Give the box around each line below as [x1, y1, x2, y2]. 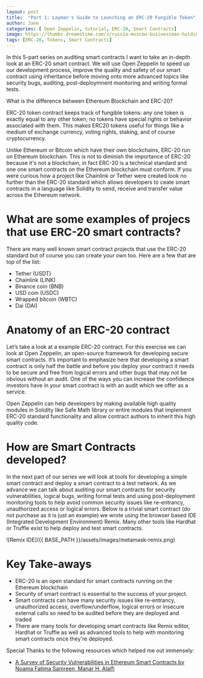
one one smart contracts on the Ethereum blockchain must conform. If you [6, 166, 192, 173]
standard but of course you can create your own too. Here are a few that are [6, 251, 196, 259]
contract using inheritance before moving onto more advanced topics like [6, 73, 189, 80]
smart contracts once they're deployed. [14, 635, 114, 642]
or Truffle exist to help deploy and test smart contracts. [6, 524, 144, 532]
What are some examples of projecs [6, 213, 190, 227]
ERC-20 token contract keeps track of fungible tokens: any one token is [6, 109, 184, 116]
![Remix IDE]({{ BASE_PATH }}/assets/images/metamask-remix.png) [6, 536, 175, 543]
